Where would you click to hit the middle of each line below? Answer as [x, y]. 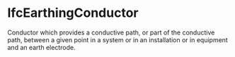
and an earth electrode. [41, 47]
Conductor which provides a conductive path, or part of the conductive [111, 32]
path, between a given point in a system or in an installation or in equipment [117, 39]
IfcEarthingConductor [73, 13]
